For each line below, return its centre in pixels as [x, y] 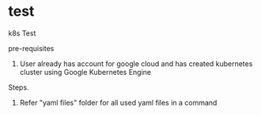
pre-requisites [31, 48]
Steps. [19, 87]
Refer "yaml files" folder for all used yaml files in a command [118, 102]
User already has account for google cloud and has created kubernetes [136, 63]
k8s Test [22, 33]
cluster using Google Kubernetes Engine [85, 72]
